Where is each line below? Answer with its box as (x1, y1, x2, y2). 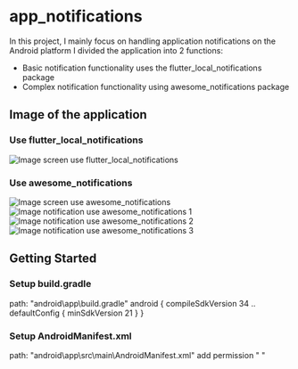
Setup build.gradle (9, 278, 92, 291)
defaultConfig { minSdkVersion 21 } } (9, 307, 145, 318)
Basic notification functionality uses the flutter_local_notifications (21, 62, 262, 73)
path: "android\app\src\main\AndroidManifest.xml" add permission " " (9, 349, 266, 360)
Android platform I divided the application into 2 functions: (9, 45, 223, 55)
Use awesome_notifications (9, 176, 133, 189)
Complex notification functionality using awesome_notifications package (21, 81, 290, 92)
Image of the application (9, 107, 147, 122)
